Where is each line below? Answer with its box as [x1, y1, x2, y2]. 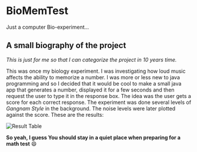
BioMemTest [6, 4, 69, 18]
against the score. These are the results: [6, 111, 104, 118]
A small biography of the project [6, 40, 126, 50]
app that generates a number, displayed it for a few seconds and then [6, 86, 175, 93]
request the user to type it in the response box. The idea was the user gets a [6, 92, 191, 99]
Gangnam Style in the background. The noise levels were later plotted [6, 104, 176, 112]
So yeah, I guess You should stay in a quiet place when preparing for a [6, 134, 181, 141]
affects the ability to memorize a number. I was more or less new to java [6, 73, 181, 80]
